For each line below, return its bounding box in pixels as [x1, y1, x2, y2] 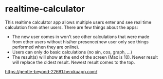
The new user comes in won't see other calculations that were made [12, 34, 149, 39]
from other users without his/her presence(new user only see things [12, 39, 149, 44]
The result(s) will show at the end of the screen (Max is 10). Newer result [12, 54, 158, 60]
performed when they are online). [12, 44, 80, 50]
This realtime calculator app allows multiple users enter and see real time [5, 19, 152, 25]
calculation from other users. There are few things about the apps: [5, 24, 138, 30]
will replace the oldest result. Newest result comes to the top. [12, 59, 135, 65]
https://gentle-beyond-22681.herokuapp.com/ [5, 68, 98, 74]
